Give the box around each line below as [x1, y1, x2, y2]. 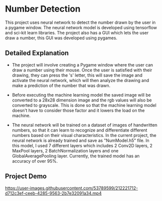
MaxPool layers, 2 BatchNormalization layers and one [12, 148, 118, 153]
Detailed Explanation [5, 49, 69, 57]
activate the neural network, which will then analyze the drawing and [12, 77, 149, 83]
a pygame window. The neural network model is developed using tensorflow [5, 24, 157, 30]
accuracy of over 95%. [12, 158, 58, 164]
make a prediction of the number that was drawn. [12, 83, 111, 88]
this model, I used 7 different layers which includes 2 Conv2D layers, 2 [12, 142, 153, 149]
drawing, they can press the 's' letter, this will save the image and [12, 72, 143, 78]
